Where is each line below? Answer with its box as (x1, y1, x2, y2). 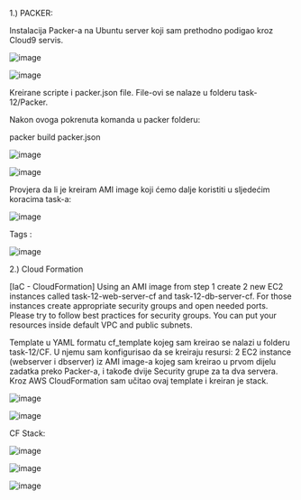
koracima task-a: (9, 194, 72, 204)
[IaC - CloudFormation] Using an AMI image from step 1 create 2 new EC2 (9, 282, 284, 292)
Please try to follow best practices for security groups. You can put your (9, 310, 277, 320)
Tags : (9, 229, 32, 239)
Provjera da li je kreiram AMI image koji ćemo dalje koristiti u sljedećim (9, 184, 270, 195)
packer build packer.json (9, 132, 101, 143)
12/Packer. (9, 97, 49, 107)
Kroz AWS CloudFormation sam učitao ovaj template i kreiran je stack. (9, 375, 269, 386)
